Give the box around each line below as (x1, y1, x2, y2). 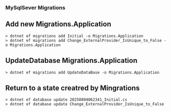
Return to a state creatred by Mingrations (5, 83, 140, 92)
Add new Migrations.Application (5, 20, 111, 29)
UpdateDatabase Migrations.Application (5, 56, 138, 65)
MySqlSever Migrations (5, 4, 66, 11)
